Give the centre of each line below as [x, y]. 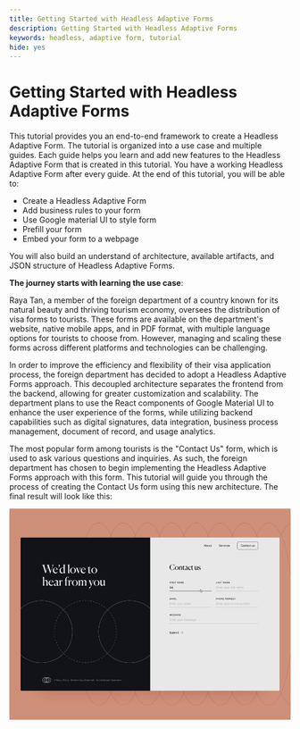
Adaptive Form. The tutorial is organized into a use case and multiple [136, 146]
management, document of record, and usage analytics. [112, 432]
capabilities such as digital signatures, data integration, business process [144, 422]
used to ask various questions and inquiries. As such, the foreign [129, 458]
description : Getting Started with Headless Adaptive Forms [124, 28]
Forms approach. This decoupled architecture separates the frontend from [146, 384]
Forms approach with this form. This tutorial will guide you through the [138, 477]
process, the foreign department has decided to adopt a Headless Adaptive [148, 374]
